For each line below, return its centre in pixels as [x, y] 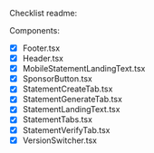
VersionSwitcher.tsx [60, 140]
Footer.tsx [41, 48]
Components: [35, 30]
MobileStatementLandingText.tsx [84, 69]
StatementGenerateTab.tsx [72, 100]
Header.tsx [43, 59]
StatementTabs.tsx [58, 120]
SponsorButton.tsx [57, 79]
